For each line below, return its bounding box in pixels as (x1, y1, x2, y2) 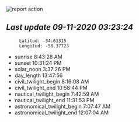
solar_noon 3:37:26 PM (14, 65, 71, 72)
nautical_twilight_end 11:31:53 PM (14, 96, 95, 103)
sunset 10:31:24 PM (14, 59, 62, 67)
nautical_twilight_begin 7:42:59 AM (14, 90, 99, 97)
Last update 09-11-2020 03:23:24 (6, 22, 133, 32)
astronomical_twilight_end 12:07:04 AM (14, 109, 109, 116)
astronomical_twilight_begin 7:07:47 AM (14, 103, 111, 110)
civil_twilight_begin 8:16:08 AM (14, 78, 89, 85)
